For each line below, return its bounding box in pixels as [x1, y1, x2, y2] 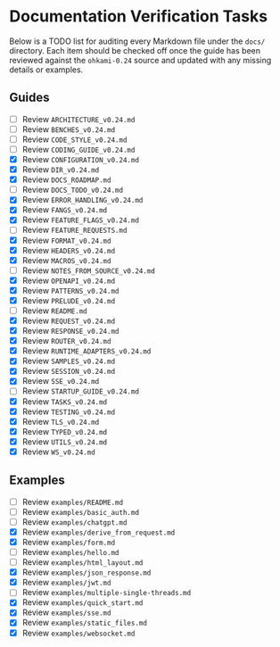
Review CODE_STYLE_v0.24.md [21, 134, 128, 145]
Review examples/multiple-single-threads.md [21, 587, 192, 598]
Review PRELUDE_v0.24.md [21, 294, 116, 305]
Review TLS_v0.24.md [21, 416, 100, 427]
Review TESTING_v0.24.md [21, 406, 116, 417]
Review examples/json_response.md [21, 567, 152, 577]
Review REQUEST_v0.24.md [21, 315, 116, 326]
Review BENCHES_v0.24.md [21, 123, 116, 135]
